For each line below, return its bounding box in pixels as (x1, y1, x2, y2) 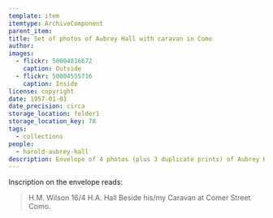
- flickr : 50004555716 (15, 72, 93, 80)
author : (8, 42, 35, 50)
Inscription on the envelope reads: (8, 177, 123, 187)
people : (8, 139, 35, 148)
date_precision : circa (8, 102, 85, 110)
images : (8, 49, 35, 58)
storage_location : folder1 (8, 110, 100, 118)
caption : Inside (23, 79, 79, 88)
